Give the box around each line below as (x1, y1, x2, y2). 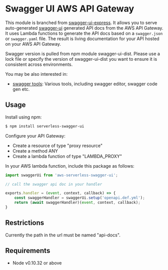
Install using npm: (5, 114, 42, 120)
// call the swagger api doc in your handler (5, 182, 102, 187)
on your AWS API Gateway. (5, 41, 61, 47)
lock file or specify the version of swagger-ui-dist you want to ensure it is (5, 56, 157, 62)
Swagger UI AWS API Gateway (5, 3, 134, 15)
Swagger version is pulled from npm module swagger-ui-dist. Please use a (5, 51, 160, 57)
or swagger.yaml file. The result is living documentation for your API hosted (5, 36, 159, 42)
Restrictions (5, 219, 44, 227)
